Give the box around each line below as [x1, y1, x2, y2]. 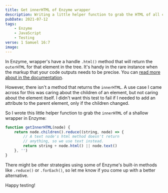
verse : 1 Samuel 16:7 [5, 40, 50, 45]
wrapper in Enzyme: [5, 115, 46, 121]
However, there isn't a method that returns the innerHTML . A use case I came [5, 84, 162, 90]
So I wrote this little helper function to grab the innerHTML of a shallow [5, 110, 148, 116]
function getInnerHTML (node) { [5, 125, 70, 130]
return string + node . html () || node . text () [23, 143, 117, 148]
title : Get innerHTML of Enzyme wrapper [5, 7, 91, 13]
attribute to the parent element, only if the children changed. [5, 100, 129, 106]
